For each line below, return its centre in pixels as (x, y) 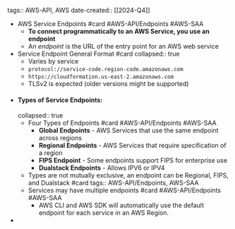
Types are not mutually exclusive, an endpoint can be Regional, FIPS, (128, 175)
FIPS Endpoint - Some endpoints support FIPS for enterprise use (133, 161)
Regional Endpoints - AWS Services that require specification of (133, 146)
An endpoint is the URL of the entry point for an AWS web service (123, 46)
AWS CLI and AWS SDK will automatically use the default (121, 205)
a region (51, 153)
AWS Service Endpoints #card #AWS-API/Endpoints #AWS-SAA (110, 24)
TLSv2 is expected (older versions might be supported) (108, 83)
